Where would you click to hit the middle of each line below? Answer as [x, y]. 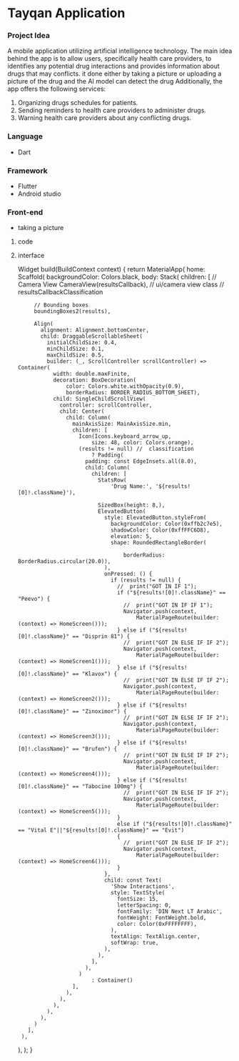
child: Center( [82, 412]
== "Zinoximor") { [100, 712]
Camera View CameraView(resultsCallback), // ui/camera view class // [121, 284]
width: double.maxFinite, [92, 374]
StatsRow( [112, 480]
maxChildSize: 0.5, [76, 355]
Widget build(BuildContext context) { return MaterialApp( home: [111, 269]
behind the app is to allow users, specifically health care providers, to [110, 59]
